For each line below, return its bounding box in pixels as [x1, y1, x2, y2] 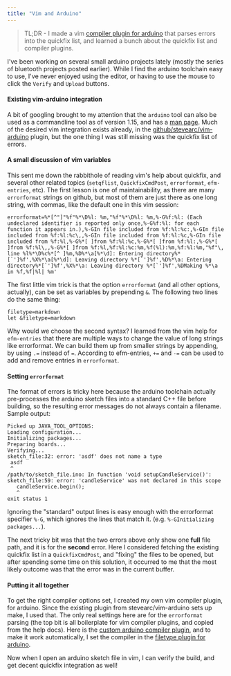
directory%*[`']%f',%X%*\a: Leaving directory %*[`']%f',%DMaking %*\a [7, 262, 218, 270]
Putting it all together [7, 581, 69, 589]
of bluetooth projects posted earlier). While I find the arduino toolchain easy [7, 64, 223, 73]
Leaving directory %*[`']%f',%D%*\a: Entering [75, 257, 212, 264]
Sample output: [7, 410, 50, 418]
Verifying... [7, 447, 45, 454]
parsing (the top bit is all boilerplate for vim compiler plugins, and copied [7, 619, 214, 627]
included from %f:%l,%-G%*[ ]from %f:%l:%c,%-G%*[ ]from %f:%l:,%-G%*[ [7, 238, 218, 246]
